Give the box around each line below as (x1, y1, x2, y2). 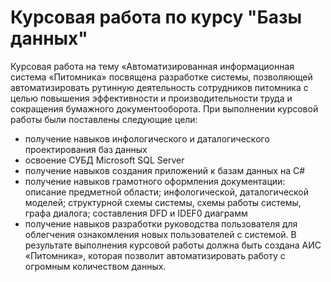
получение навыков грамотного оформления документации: (24, 175, 286, 187)
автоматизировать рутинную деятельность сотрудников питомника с (10, 81, 309, 93)
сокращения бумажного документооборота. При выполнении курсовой (10, 102, 319, 115)
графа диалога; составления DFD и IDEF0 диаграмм (24, 207, 248, 219)
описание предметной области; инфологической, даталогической (24, 186, 310, 198)
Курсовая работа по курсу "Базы (10, 6, 303, 29)
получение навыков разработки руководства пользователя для (24, 217, 298, 230)
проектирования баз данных (24, 143, 148, 155)
